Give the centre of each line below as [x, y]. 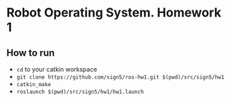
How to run [31, 53]
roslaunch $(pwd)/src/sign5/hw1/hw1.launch [80, 92]
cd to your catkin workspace [57, 69]
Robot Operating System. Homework [114, 13]
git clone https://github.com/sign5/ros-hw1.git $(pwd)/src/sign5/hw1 [120, 77]
